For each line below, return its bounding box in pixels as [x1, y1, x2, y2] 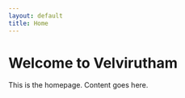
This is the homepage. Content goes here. [8, 80, 149, 90]
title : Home [8, 19, 48, 27]
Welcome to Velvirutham [8, 54, 178, 72]
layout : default [8, 11, 63, 20]
